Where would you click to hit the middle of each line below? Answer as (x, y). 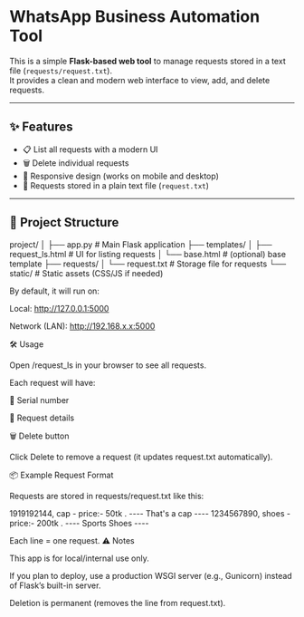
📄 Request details (42, 418)
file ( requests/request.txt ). (61, 71)
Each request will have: (52, 382)
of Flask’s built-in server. (55, 585)
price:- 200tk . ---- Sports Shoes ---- (79, 523)
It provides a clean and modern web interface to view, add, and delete (140, 80)
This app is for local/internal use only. (79, 558)
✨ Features (41, 127)
